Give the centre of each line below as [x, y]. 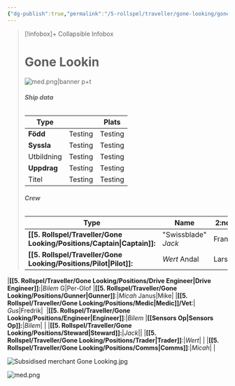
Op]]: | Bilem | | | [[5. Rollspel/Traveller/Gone [70, 325]
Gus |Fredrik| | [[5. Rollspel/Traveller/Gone [69, 310]
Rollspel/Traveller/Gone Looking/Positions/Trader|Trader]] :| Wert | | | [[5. [113, 340]
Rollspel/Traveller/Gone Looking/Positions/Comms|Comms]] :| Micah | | [111, 347]
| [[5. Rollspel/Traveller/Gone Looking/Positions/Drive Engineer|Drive [109, 280]
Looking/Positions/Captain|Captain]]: [92, 243]
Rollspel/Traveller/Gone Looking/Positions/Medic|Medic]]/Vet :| [101, 303]
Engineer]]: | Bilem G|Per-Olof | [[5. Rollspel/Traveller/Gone [92, 288]
